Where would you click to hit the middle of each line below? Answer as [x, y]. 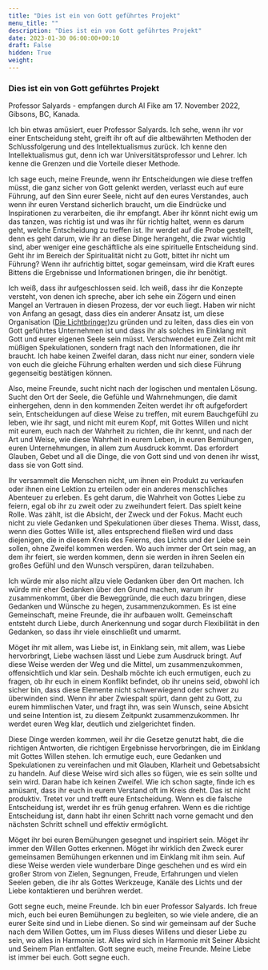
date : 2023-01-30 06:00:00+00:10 [64, 38]
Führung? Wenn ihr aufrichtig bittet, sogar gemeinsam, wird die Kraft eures [132, 264]
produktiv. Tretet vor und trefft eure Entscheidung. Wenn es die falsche [125, 799]
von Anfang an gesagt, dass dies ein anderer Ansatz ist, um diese [116, 313]
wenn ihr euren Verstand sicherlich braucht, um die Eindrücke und [117, 205]
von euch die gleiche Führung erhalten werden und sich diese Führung [125, 365]
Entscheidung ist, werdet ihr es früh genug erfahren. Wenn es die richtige [129, 808]
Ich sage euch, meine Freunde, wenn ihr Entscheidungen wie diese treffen [131, 179]
